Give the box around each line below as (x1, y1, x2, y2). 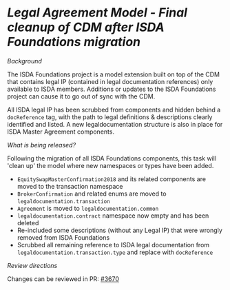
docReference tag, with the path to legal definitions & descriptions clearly (7, 112, 213, 121)
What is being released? (7, 141, 76, 149)
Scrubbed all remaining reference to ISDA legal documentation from (17, 240, 210, 249)
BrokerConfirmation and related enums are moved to (17, 189, 167, 198)
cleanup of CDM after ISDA (7, 19, 165, 35)
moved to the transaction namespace (17, 182, 123, 190)
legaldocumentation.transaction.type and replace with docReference (17, 248, 213, 256)
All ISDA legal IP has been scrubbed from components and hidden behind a (7, 105, 221, 114)
